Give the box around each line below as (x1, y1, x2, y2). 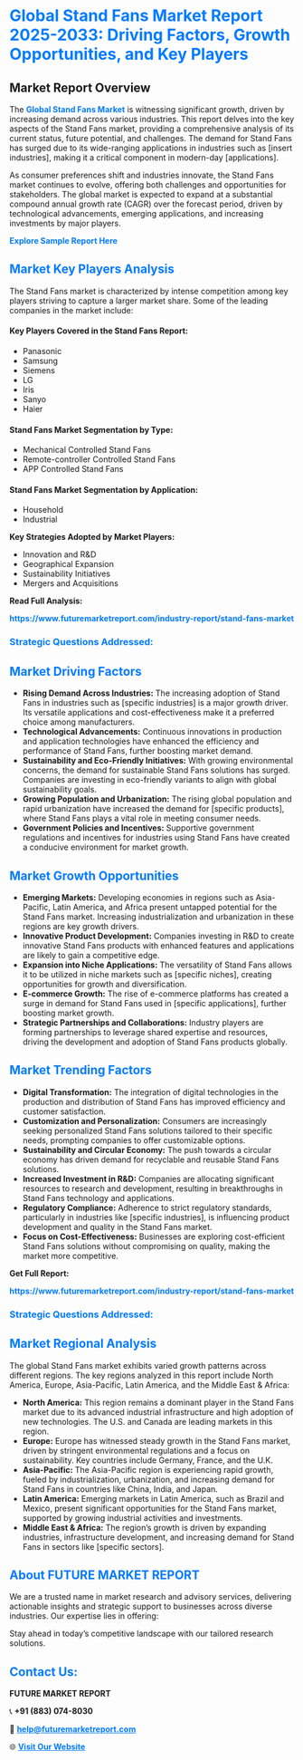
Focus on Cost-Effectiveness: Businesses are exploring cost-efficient (22, 1231, 285, 1242)
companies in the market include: (9, 304, 134, 315)
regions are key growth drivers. (22, 920, 139, 931)
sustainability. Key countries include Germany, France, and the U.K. (22, 1455, 273, 1466)
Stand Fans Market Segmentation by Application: (9, 484, 199, 495)
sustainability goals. (22, 784, 98, 795)
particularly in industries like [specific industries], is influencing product (22, 1211, 290, 1223)
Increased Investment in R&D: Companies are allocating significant (22, 1173, 275, 1184)
